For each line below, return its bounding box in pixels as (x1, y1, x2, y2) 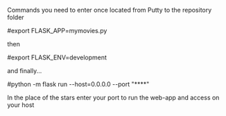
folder (7, 13, 24, 21)
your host (7, 101, 35, 109)
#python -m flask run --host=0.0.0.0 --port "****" (7, 80, 150, 88)
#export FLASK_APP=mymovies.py (7, 27, 107, 35)
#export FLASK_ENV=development (7, 53, 107, 61)
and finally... (7, 67, 42, 75)
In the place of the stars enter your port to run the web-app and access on (7, 93, 220, 101)
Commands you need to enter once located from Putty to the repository (7, 6, 212, 14)
